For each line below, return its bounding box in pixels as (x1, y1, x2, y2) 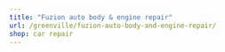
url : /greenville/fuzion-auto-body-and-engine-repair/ (9, 21, 217, 30)
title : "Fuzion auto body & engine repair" (9, 12, 173, 22)
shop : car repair (9, 29, 74, 38)
